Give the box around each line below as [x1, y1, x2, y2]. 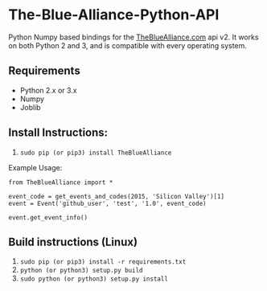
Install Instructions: [8, 126, 109, 140]
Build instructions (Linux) [8, 235, 138, 248]
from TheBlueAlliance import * [8, 178, 113, 186]
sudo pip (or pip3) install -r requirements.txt [19, 258, 187, 266]
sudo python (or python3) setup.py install [19, 275, 169, 283]
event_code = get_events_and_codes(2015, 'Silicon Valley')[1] [8, 192, 225, 200]
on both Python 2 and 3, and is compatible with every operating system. [8, 40, 248, 50]
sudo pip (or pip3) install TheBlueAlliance [19, 149, 172, 157]
